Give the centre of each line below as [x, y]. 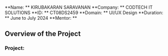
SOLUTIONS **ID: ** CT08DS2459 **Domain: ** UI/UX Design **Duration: [84, 13]
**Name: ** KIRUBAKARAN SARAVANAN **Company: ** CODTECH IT [79, 7]
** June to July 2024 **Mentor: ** [41, 18]
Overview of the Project [43, 34]
